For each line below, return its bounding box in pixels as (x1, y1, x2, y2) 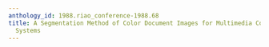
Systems (15, 26, 42, 34)
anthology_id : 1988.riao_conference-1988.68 (8, 11, 159, 20)
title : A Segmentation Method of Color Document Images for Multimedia (8, 19, 252, 27)
